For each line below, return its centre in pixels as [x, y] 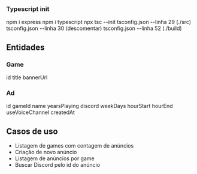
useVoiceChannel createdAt [40, 112]
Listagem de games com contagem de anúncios [74, 146]
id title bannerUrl [27, 77]
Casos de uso [32, 131]
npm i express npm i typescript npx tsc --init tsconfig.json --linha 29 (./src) [99, 22]
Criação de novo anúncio [46, 152]
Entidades [25, 47]
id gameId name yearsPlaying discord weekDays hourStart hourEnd [90, 106]
